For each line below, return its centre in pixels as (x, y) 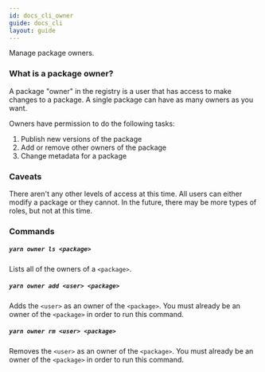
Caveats (25, 176)
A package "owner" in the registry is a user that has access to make (120, 91)
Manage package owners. (52, 53)
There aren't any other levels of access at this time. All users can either (126, 194)
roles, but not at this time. (51, 210)
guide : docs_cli (36, 23)
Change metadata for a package (73, 155)
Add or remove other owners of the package (94, 147)
